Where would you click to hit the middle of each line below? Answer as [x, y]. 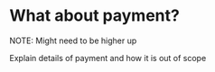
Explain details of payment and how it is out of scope [108, 58]
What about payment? [95, 16]
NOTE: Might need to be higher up [73, 40]
